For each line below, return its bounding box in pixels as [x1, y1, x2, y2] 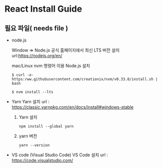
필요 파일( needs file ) [4, 24, 69, 32]
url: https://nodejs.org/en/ [11, 53, 63, 58]
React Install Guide [4, 3, 82, 15]
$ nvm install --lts [11, 90, 54, 94]
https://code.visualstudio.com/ [11, 157, 73, 163]
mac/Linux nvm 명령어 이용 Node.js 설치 [11, 63, 90, 69]
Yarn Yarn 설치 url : [11, 99, 50, 104]
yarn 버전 [18, 133, 37, 139]
